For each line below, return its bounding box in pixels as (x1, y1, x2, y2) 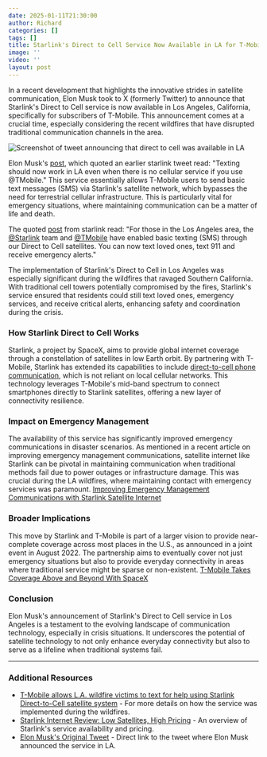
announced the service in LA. (19, 741, 117, 751)
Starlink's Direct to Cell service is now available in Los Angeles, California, (8, 102, 251, 111)
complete (8, 539, 40, 549)
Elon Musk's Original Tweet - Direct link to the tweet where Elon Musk (19, 732, 249, 742)
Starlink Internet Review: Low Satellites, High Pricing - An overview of (19, 716, 248, 725)
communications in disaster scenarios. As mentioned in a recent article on (8, 442, 251, 452)
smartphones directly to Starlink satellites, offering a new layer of (8, 387, 222, 398)
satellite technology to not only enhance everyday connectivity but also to (8, 636, 250, 646)
